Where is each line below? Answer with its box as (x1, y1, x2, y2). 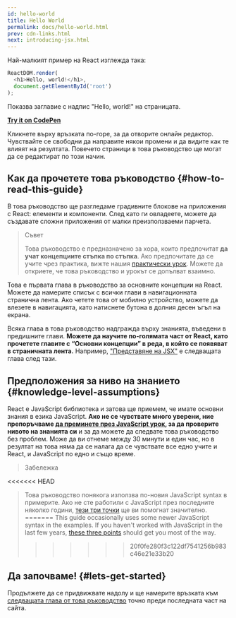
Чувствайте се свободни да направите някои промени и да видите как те (7, 137, 229, 145)
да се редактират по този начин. (7, 152, 106, 160)
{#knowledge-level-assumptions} (7, 386, 161, 398)
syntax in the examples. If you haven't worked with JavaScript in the (24, 521, 223, 530)
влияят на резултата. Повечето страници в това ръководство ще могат (7, 144, 222, 153)
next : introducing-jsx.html (7, 37, 90, 44)
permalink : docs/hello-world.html (7, 23, 109, 30)
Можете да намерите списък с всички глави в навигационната (7, 288, 197, 297)
